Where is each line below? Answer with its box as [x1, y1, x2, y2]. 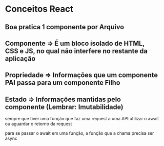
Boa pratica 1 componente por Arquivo [5, 23, 124, 31]
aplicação [5, 55, 36, 63]
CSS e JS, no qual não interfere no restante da [5, 47, 148, 55]
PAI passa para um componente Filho [5, 79, 121, 87]
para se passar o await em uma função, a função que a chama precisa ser [5, 130, 154, 136]
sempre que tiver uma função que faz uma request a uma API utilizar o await [5, 116, 159, 122]
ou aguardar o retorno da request [5, 121, 72, 127]
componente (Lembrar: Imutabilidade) [5, 103, 123, 111]
